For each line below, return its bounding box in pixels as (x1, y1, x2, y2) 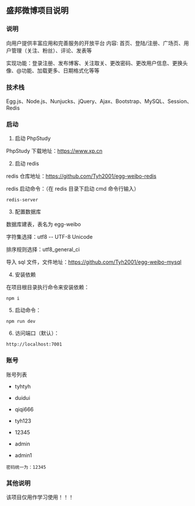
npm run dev (6, 319, 36, 325)
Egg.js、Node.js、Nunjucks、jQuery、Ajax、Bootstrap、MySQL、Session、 (6, 97, 193, 105)
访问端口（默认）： (14, 329, 59, 337)
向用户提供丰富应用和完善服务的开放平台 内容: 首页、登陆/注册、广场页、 (6, 39, 184, 46)
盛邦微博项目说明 (6, 5, 69, 16)
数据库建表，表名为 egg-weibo (6, 221, 81, 228)
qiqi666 (14, 405, 34, 413)
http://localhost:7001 (6, 341, 62, 348)
